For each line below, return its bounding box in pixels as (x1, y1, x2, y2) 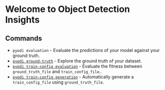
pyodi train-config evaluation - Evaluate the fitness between (12, 63, 142, 69)
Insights (5, 14, 40, 25)
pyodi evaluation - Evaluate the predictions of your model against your (12, 47, 160, 53)
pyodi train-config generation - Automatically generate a (12, 74, 134, 79)
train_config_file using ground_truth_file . (12, 79, 104, 85)
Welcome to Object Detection (5, 3, 130, 15)
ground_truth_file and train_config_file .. (12, 68, 102, 74)
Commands (5, 34, 43, 42)
